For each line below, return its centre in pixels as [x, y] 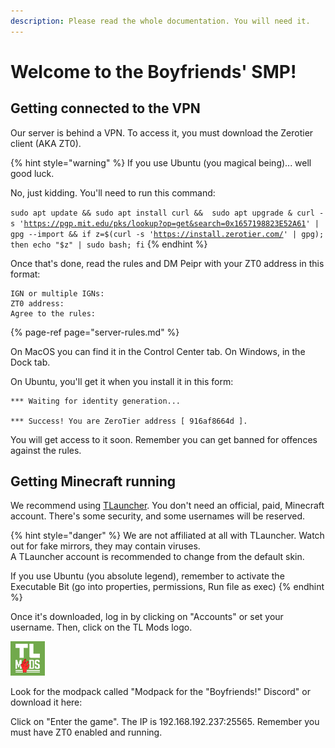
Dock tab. [30, 362]
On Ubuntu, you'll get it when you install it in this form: [122, 381]
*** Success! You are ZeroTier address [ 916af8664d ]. [129, 421]
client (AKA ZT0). [46, 143]
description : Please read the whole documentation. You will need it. [160, 21]
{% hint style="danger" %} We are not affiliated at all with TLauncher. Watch [167, 536]
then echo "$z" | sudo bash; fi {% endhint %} [109, 244]
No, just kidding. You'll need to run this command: [113, 192]
